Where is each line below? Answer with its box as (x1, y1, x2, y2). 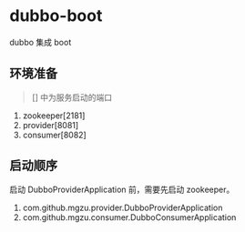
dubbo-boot (9, 5, 103, 26)
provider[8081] (22, 119, 79, 130)
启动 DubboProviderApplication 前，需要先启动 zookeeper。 (9, 184, 235, 195)
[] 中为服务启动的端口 (31, 92, 112, 103)
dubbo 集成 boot (9, 36, 72, 47)
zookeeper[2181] (22, 110, 86, 121)
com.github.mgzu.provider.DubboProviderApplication (22, 202, 223, 213)
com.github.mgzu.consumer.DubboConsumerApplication (22, 211, 237, 223)
